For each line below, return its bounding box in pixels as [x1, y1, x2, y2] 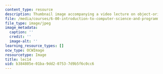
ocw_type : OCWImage [5, 48, 45, 53]
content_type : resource [5, 7, 53, 12]
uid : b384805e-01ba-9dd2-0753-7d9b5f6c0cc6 [5, 61, 95, 66]
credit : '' [9, 35, 32, 39]
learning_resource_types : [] [5, 43, 64, 48]
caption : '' [9, 30, 34, 35]
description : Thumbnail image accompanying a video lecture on [5, 12, 136, 17]
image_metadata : [5, 25, 38, 30]
